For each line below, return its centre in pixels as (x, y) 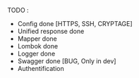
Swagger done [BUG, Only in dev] (67, 61)
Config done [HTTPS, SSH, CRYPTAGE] (75, 24)
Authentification (41, 69)
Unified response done (51, 31)
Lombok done (38, 46)
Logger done (36, 53)
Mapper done (37, 39)
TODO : (18, 10)
